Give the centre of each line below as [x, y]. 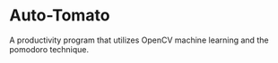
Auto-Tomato [60, 16]
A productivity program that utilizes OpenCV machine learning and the [139, 40]
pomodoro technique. [49, 49]
